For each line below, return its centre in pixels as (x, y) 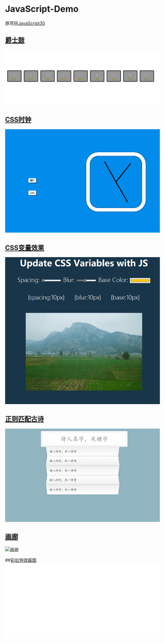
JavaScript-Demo (42, 9)
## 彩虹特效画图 (21, 560)
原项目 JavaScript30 (25, 23)
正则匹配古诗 (25, 419)
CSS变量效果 (25, 248)
